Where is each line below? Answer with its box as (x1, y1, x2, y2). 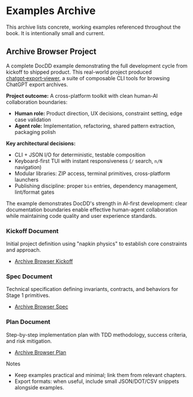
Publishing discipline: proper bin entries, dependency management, (14, 182, 178, 189)
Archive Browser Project (6, 47, 97, 57)
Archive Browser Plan (14, 348, 66, 355)
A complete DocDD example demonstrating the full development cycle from (6, 62, 188, 69)
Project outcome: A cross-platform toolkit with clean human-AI (6, 92, 158, 99)
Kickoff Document (6, 227, 59, 235)
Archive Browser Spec (14, 303, 69, 310)
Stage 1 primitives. (6, 292, 50, 299)
